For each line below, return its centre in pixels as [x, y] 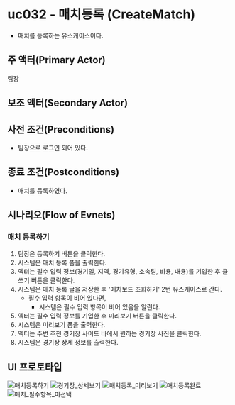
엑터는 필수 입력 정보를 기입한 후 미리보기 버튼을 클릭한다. [97, 316]
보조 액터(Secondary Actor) [68, 103]
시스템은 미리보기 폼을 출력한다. [61, 325]
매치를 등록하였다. [42, 190]
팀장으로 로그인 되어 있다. [53, 148]
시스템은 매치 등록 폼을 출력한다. [62, 262]
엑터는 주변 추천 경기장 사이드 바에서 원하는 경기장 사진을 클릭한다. [109, 333]
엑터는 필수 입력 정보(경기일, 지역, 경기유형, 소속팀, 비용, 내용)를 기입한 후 [119, 272]
